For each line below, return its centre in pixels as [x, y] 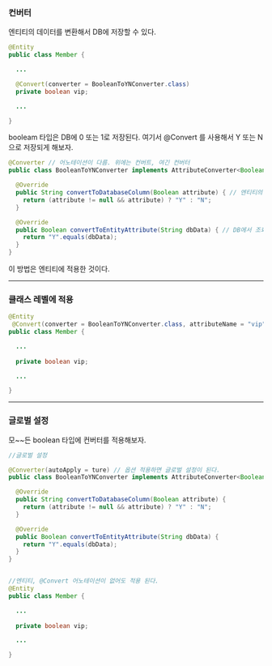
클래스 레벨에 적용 [41, 299]
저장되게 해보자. [48, 147]
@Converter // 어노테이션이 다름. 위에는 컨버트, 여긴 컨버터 [99, 163]
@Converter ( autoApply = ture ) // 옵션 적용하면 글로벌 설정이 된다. [115, 470]
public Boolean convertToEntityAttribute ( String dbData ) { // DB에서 [134, 230]
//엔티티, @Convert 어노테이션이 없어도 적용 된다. [84, 581]
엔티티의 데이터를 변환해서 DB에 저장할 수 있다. [82, 32]
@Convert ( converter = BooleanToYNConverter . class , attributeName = [128, 324]
